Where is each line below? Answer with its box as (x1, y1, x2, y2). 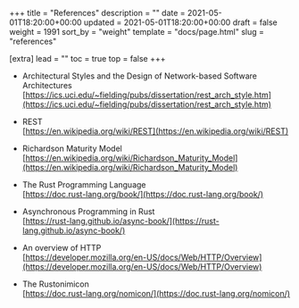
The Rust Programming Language (21, 179, 146, 190)
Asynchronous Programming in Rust (21, 206, 155, 217)
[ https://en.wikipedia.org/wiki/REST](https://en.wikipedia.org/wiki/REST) (21, 126, 289, 137)
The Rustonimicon (21, 279, 89, 289)
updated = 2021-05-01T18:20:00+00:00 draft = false (83, 17, 278, 28)
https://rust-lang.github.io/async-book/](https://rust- (25, 216, 220, 226)
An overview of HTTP (21, 243, 102, 253)
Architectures (21, 80, 73, 90)
